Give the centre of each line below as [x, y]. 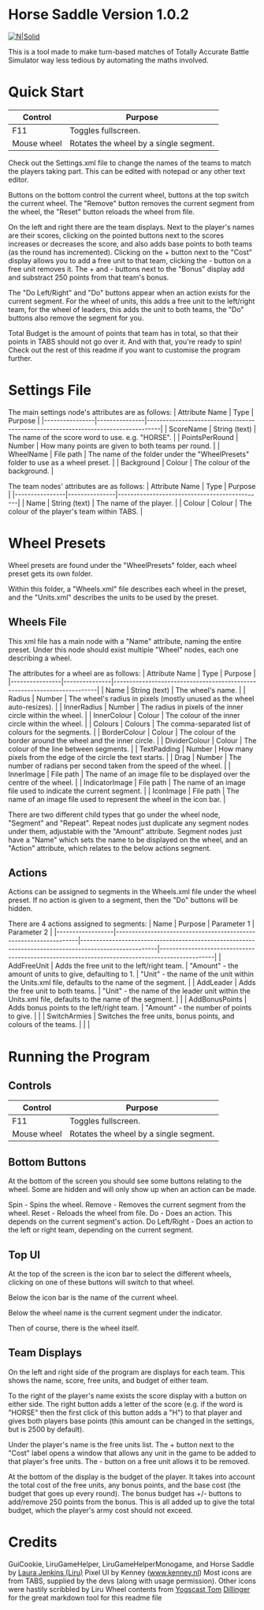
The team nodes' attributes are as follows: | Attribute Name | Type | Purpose [132, 486]
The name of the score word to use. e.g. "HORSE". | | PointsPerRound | [123, 437]
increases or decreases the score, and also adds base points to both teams [130, 243]
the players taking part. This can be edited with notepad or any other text [127, 171]
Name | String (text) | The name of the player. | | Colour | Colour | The [139, 502]
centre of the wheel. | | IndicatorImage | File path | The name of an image [127, 782]
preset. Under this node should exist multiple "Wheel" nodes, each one [123, 649]
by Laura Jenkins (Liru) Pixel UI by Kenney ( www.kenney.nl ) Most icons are [130, 1572]
